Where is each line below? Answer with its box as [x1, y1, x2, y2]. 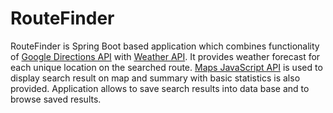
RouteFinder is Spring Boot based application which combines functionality [10, 40, 320, 52]
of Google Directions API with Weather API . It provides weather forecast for [10, 50, 321, 62]
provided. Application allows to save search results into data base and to [10, 82, 310, 94]
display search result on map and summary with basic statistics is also [10, 72, 301, 84]
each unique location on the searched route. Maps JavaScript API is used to [10, 61, 323, 73]
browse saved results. [10, 93, 102, 105]
